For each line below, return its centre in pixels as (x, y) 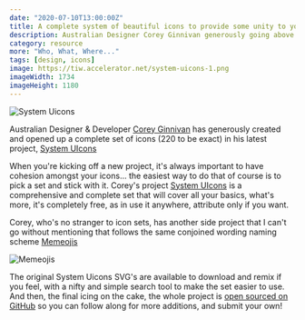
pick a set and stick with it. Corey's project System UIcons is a (126, 185)
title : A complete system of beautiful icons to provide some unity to (148, 26)
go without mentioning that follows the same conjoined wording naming (143, 232)
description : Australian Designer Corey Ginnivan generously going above (152, 35)
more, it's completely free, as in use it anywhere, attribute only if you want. (149, 205)
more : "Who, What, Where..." (64, 52)
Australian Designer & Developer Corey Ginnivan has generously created (145, 129)
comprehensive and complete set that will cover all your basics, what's (142, 195)
